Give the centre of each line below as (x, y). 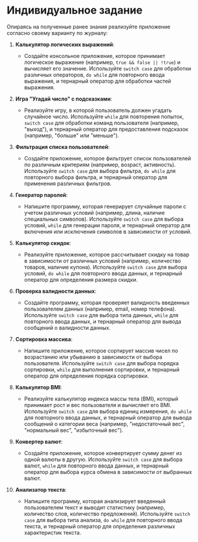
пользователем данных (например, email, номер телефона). (100, 309)
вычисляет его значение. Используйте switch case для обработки (108, 68)
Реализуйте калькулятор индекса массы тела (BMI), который (101, 399)
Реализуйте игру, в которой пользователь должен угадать (98, 110)
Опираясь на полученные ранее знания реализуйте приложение (89, 27)
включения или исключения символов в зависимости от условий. (108, 231)
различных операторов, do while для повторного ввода (94, 75)
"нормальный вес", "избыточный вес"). (74, 430)
